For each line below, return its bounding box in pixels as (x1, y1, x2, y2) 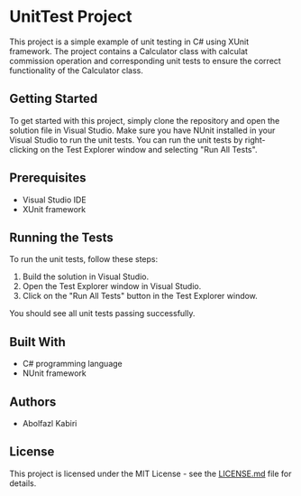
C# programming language (22, 359, 123, 370)
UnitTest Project (9, 6, 132, 27)
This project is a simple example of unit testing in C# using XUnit (9, 36, 250, 47)
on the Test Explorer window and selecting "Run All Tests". (40, 144, 258, 154)
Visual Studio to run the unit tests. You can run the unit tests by (9, 134, 243, 145)
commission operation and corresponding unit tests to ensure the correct (9, 55, 281, 66)
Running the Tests (9, 229, 114, 245)
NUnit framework (22, 368, 87, 379)
